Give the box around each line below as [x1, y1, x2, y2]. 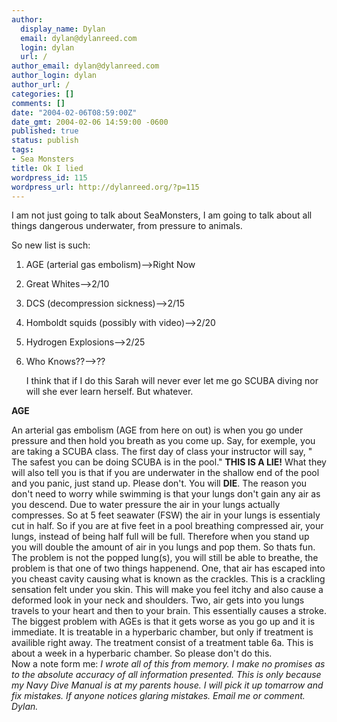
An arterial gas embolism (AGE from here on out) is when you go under [11, 424, 304, 436]
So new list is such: [11, 239, 91, 251]
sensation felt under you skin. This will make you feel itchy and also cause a [11, 584, 324, 596]
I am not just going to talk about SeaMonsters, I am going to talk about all [11, 209, 313, 221]
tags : [11, 145, 34, 155]
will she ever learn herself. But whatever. [25, 386, 194, 398]
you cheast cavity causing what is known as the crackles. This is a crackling [11, 573, 326, 585]
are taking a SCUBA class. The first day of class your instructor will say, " [11, 446, 313, 458]
